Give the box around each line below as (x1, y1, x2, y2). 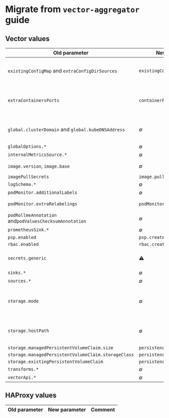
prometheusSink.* (8, 227, 49, 233)
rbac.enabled (8, 241, 39, 247)
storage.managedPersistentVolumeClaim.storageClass (8, 352, 134, 357)
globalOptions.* (8, 144, 47, 149)
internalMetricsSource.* (8, 152, 67, 158)
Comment (91, 406, 115, 413)
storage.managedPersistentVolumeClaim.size (8, 345, 114, 350)
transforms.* (8, 367, 39, 372)
